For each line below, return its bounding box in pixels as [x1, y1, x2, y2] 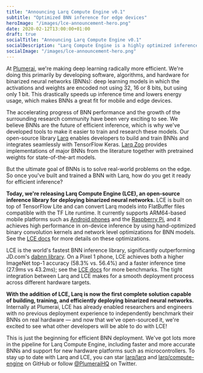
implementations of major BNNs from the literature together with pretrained [6, 147, 193, 154]
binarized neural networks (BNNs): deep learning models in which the [6, 77, 180, 85]
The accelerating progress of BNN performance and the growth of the [6, 108, 181, 115]
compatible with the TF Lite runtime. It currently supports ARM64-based [6, 209, 186, 216]
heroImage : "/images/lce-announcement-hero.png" [6, 20, 131, 26]
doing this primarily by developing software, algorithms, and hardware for [6, 71, 189, 79]
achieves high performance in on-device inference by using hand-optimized [6, 222, 196, 229]
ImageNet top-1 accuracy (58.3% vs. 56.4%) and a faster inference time [6, 259, 186, 267]
